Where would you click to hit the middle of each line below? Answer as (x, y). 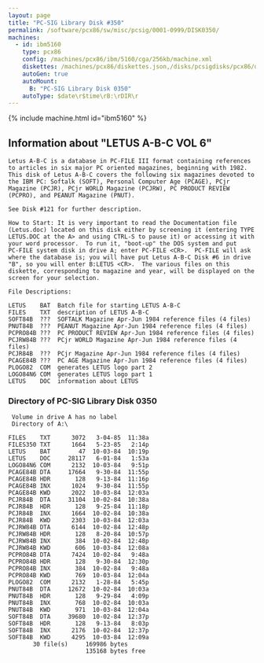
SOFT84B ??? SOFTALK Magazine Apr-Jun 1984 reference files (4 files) (130, 319)
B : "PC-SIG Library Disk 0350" (80, 88)
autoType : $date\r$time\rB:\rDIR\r (81, 96)
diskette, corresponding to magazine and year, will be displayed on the (132, 271)
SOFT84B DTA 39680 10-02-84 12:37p (79, 617)
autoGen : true (45, 74)
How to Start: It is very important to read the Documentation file (123, 223)
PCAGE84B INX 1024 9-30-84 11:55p (79, 486)
